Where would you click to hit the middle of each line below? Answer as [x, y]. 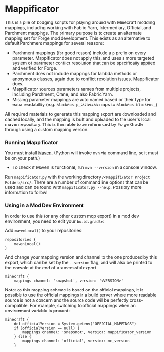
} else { [23, 336]
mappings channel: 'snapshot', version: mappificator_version [87, 332]
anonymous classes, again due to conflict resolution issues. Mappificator [85, 79]
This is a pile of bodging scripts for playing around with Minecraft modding [80, 22]
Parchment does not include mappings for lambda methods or [74, 73]
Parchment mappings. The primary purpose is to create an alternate [73, 33]
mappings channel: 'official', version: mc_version [76, 341]
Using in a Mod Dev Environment [44, 205]
